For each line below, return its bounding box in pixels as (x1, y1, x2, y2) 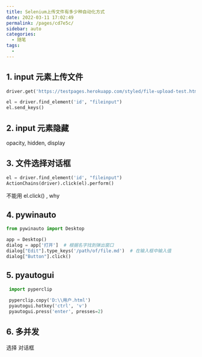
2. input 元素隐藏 (6, 123, 69, 133)
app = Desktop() (6, 236, 47, 243)
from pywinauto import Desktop (6, 226, 85, 232)
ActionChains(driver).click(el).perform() (6, 180, 114, 186)
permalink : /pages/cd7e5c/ (6, 20, 74, 26)
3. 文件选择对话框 (6, 158, 71, 169)
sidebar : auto (6, 25, 42, 32)
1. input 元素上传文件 (6, 72, 84, 82)
